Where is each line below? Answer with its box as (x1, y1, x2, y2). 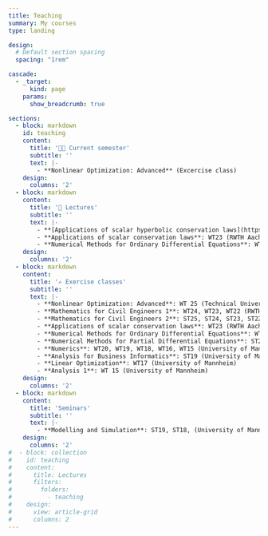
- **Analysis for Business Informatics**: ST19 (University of (37, 352, 251, 360)
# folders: (8, 486, 69, 494)
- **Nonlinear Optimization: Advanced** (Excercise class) (37, 166, 238, 174)
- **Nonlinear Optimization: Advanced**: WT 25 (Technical (37, 300, 238, 308)
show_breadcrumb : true (29, 100, 105, 108)
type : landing (8, 26, 56, 34)
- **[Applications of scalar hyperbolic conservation (37, 225, 219, 234)
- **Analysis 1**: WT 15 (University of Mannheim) (37, 367, 209, 375)
